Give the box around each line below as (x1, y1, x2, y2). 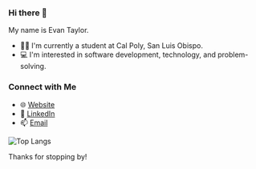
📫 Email (19, 118, 48, 127)
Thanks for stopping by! (8, 151, 87, 161)
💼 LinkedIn (19, 108, 55, 119)
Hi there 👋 (8, 7, 48, 18)
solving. (19, 62, 47, 71)
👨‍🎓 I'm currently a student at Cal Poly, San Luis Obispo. (19, 41, 203, 50)
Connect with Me (8, 82, 77, 93)
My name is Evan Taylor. (8, 26, 89, 35)
